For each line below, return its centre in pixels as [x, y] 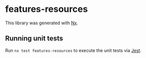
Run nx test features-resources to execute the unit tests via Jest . [73, 50]
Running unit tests [34, 38]
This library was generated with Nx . [42, 23]
